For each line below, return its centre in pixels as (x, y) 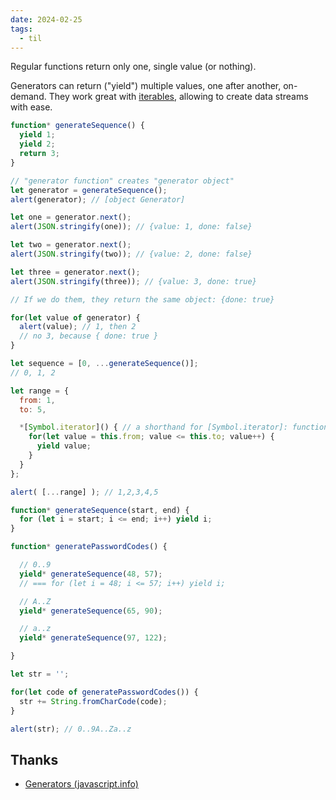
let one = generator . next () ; (71, 217)
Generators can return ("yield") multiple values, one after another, (146, 86)
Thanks (34, 759)
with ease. (31, 107)
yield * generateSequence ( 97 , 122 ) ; (93, 638)
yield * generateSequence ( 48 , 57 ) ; (91, 574)
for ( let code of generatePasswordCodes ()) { (104, 692)
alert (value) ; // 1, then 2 (78, 327)
